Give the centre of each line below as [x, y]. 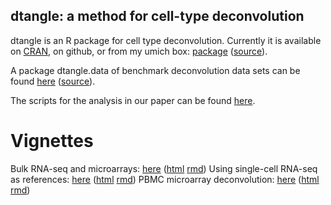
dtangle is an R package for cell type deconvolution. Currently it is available [166, 40]
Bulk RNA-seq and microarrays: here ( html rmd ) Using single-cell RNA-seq [164, 168]
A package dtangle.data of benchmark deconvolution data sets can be [155, 70]
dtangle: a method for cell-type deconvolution [157, 16]
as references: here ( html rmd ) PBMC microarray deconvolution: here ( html [165, 179]
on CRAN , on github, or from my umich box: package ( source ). [139, 51]
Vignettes [52, 141]
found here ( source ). [53, 81]
